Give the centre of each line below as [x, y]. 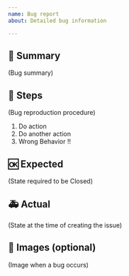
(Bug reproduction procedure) [52, 113]
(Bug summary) [31, 73]
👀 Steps [26, 95]
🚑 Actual [29, 204]
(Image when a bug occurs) [49, 265]
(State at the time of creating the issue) [65, 225]
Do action [32, 126]
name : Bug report [34, 14]
